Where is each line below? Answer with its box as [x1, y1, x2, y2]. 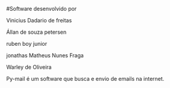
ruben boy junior [6, 40, 47, 47]
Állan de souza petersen [6, 28, 67, 36]
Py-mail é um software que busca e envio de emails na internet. [6, 75, 165, 82]
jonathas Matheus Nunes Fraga [6, 52, 84, 59]
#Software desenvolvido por [6, 5, 77, 12]
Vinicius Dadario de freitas [6, 17, 72, 24]
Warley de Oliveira [6, 63, 52, 71]
